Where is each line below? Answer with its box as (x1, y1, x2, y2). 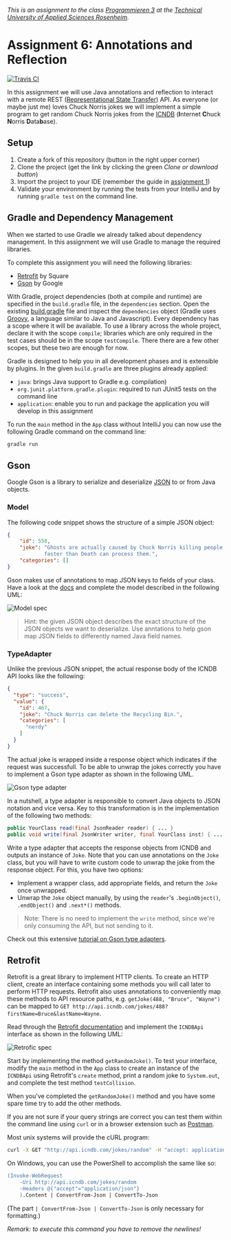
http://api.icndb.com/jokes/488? (72, 1003, 168, 1011)
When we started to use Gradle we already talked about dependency (7, 230, 202, 238)
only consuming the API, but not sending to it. (23, 921, 153, 929)
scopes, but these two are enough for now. (7, 344, 129, 352)
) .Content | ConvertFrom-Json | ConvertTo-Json (19, 1191, 158, 1199)
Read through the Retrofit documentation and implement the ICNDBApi (7, 1022, 204, 1031)
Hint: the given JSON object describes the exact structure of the (23, 617, 206, 625)
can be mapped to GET (7, 1002, 70, 1011)
